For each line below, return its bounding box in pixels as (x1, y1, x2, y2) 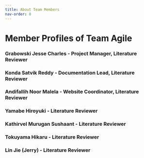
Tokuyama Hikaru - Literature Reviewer (5, 134, 99, 140)
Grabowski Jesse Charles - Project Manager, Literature (5, 50, 137, 57)
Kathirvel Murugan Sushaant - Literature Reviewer (5, 120, 126, 127)
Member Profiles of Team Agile (5, 33, 132, 44)
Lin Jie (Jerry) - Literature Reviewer (5, 147, 91, 154)
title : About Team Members (5, 7, 60, 12)
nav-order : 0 (5, 12, 32, 17)
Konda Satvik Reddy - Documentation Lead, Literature (5, 69, 135, 76)
